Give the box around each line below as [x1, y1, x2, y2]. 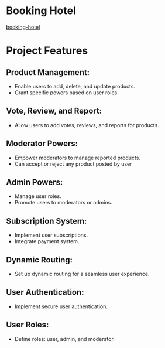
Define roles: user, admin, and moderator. [14, 335, 115, 342]
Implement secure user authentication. [14, 303, 108, 310]
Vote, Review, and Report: [6, 106, 102, 116]
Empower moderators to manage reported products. [14, 154, 140, 161]
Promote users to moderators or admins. [14, 199, 112, 206]
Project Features [6, 44, 88, 57]
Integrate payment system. [14, 238, 80, 245]
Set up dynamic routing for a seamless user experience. [14, 271, 150, 277]
